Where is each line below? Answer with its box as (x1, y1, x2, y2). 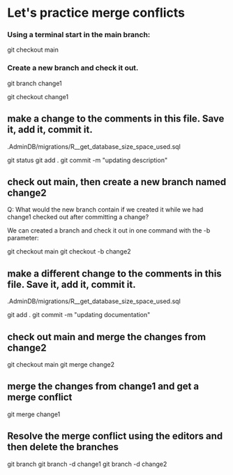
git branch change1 (7, 79, 63, 87)
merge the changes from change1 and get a (7, 381, 200, 393)
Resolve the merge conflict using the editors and (7, 430, 223, 442)
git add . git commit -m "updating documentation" (7, 311, 151, 319)
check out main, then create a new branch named (7, 176, 227, 188)
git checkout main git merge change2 (7, 360, 115, 369)
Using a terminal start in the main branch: (7, 30, 151, 40)
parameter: (7, 234, 40, 242)
